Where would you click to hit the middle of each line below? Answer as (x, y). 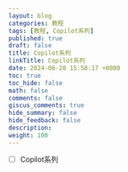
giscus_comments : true (46, 105)
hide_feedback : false (45, 121)
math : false (28, 90)
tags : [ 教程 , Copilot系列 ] (51, 31)
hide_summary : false (43, 113)
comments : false (35, 98)
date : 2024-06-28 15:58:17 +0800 (64, 68)
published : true (35, 38)
